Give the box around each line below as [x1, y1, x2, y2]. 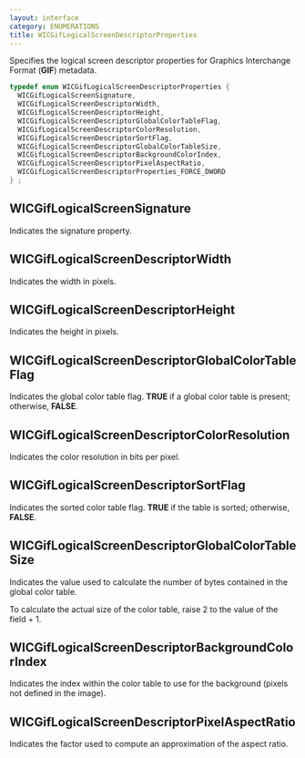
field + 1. [9, 613, 42, 624]
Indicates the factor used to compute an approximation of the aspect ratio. [9, 739, 289, 750]
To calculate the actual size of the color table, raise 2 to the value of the [9, 603, 279, 615]
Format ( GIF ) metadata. [9, 65, 97, 76]
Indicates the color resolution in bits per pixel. [9, 451, 180, 462]
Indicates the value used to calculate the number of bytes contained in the [9, 576, 289, 588]
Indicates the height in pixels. [9, 326, 119, 337]
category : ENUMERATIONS [9, 22, 100, 31]
